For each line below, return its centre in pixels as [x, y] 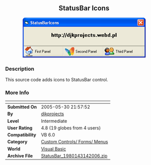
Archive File [20, 155]
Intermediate [54, 121]
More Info [17, 93]
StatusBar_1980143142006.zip [74, 155]
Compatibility [22, 135]
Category [17, 142]
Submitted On [22, 107]
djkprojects [52, 114]
